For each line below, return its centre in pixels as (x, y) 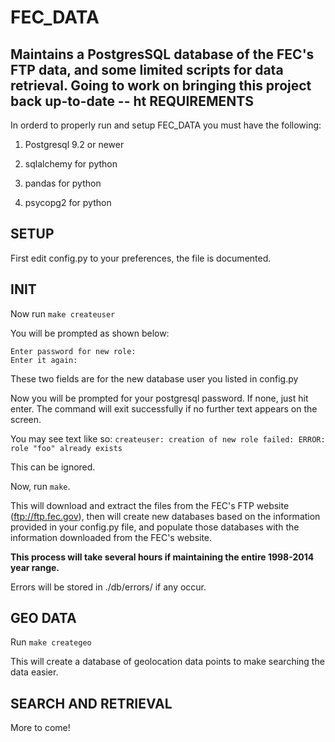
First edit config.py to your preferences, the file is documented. (141, 258)
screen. (26, 419)
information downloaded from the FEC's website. (111, 537)
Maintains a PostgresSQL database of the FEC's (162, 54)
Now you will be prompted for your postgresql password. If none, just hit (159, 398)
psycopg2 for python (68, 202)
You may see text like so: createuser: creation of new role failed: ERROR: (168, 438)
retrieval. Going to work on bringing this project (161, 85)
